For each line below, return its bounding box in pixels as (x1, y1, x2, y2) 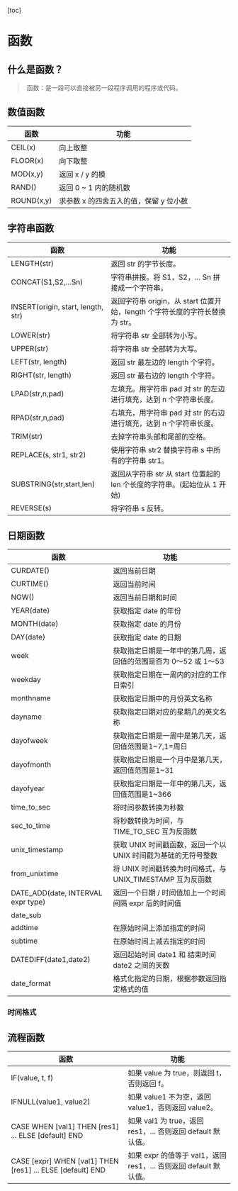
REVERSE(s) (11, 503, 52, 513)
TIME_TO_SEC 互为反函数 (113, 827, 198, 837)
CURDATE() (11, 566, 50, 576)
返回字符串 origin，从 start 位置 (110, 296, 215, 306)
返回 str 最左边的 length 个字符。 (110, 357, 220, 367)
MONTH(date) (11, 619, 59, 629)
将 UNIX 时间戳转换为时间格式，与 (113, 864, 227, 874)
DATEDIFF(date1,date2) (11, 955, 91, 965)
